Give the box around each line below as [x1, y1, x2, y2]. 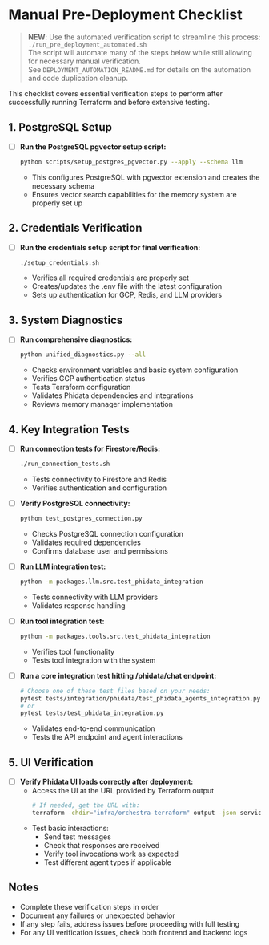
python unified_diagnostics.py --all [19, 351, 147, 359]
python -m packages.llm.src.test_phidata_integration [19, 578, 203, 586]
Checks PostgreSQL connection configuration [31, 529, 184, 538]
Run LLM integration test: [19, 562, 106, 571]
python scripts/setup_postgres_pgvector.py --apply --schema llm [19, 158, 243, 166]
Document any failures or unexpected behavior [19, 911, 176, 920]
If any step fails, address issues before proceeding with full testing [19, 919, 240, 928]
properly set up [31, 198, 83, 208]
